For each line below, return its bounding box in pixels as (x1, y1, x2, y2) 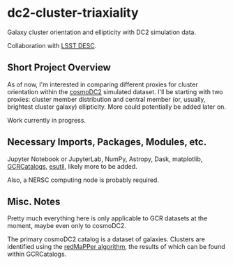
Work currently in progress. (7, 116, 86, 124)
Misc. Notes (7, 195, 61, 207)
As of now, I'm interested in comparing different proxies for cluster (7, 80, 198, 89)
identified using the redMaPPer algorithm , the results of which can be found (7, 243, 225, 251)
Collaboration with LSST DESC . (7, 41, 97, 50)
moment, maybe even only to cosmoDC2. (7, 222, 127, 230)
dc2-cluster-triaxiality (7, 5, 139, 21)
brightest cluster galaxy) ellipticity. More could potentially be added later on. (7, 103, 227, 111)
